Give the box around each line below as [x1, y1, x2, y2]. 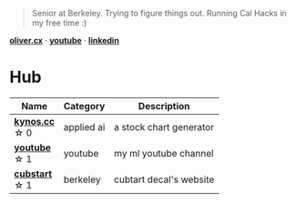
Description [138, 99, 190, 112]
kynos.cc [14, 115, 55, 127]
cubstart [14, 167, 53, 180]
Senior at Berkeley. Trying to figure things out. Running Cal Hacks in [31, 8, 287, 18]
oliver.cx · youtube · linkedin [9, 36, 120, 46]
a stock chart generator [113, 120, 215, 133]
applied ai [63, 120, 106, 133]
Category [63, 99, 106, 112]
